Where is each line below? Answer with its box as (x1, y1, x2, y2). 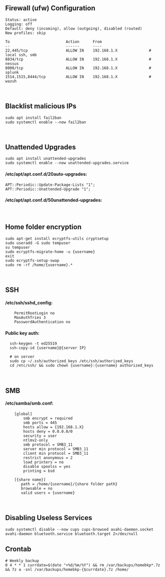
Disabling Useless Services (5, 513, 93, 522)
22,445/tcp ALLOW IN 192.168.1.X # (5, 48, 151, 53)
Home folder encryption (5, 223, 82, 231)
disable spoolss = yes (23, 464, 71, 469)
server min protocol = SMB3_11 (23, 447, 89, 452)
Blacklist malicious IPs (5, 102, 77, 111)
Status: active (5, 17, 37, 22)
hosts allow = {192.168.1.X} (23, 425, 84, 430)
